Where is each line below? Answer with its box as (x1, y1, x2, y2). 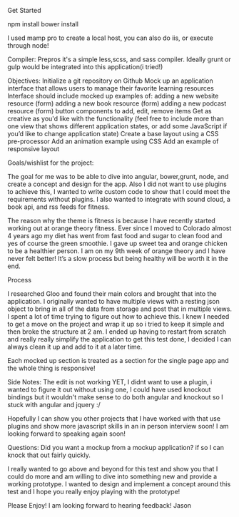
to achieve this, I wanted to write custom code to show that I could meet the (7, 188, 230, 195)
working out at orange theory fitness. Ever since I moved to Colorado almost (7, 224, 232, 232)
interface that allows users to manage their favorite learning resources (7, 84, 214, 92)
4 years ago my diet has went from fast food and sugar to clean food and (7, 232, 223, 240)
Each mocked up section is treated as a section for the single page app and (7, 357, 230, 364)
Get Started (7, 6, 41, 14)
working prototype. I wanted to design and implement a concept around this (7, 480, 231, 488)
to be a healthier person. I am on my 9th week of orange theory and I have (7, 247, 226, 255)
